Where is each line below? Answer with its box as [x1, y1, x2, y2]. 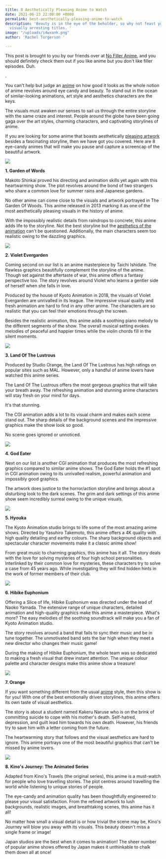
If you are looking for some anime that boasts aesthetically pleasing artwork [5, 133, 160, 139]
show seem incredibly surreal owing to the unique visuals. [5, 496, 124, 502]
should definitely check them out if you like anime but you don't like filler [5, 58, 153, 64]
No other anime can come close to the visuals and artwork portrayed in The [5, 197, 159, 203]
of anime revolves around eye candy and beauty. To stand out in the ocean [5, 88, 158, 93]
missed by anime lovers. [5, 745, 55, 751]
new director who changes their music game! [5, 640, 97, 646]
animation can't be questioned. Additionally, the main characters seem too [5, 228, 157, 234]
